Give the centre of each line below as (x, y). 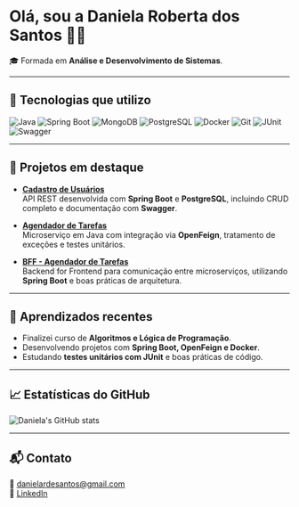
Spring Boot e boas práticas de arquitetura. (102, 280)
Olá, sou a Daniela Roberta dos (125, 16)
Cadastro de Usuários (63, 189)
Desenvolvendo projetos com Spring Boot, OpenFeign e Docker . (141, 348)
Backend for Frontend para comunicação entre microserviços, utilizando (155, 271)
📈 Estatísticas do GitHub (80, 394)
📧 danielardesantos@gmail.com (67, 484)
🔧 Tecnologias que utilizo (80, 100)
